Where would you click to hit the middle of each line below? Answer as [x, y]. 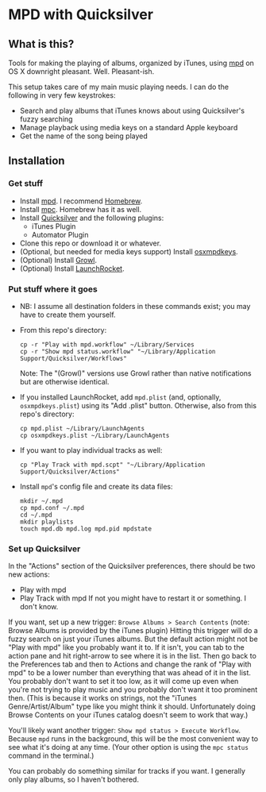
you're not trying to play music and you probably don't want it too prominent [133, 690]
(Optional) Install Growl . [58, 260]
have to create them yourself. [68, 315]
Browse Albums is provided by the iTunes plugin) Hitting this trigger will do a [133, 631]
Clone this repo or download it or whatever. [90, 243]
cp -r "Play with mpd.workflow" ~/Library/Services [107, 344]
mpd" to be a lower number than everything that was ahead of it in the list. [130, 673]
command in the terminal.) [51, 755]
